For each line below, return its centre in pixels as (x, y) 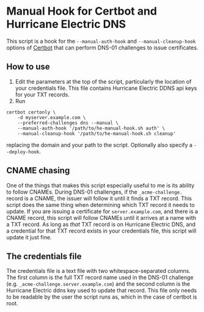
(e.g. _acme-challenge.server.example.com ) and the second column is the (98, 284)
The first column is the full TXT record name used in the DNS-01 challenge (100, 278)
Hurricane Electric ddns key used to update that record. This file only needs (102, 291)
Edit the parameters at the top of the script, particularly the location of (103, 81)
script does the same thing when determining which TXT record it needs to (101, 205)
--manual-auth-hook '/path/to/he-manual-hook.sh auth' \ (91, 128)
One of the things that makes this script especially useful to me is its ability (100, 185)
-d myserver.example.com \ (52, 117)
